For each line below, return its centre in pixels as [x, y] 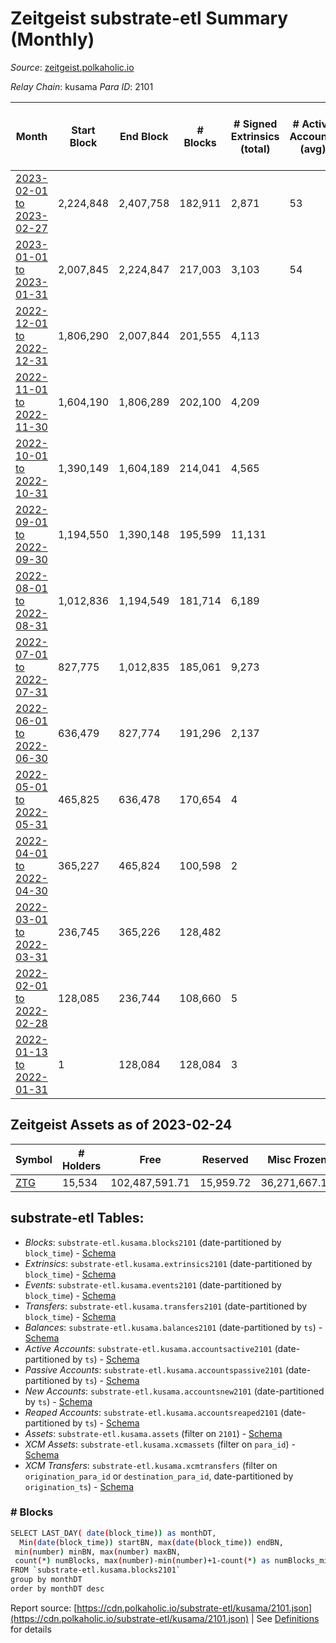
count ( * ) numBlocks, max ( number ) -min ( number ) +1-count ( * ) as [142, 1561]
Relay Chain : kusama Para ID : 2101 [82, 86]
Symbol [34, 1159]
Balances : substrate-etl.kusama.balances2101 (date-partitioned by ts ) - [173, 1327]
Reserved [225, 1159]
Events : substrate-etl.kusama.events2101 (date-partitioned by [153, 1284]
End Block [144, 136]
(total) [255, 149]
